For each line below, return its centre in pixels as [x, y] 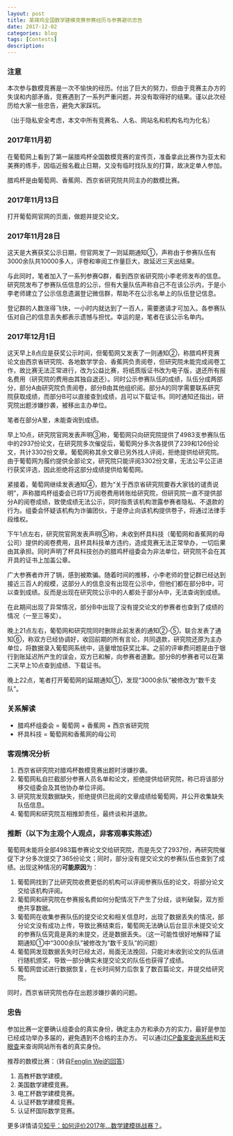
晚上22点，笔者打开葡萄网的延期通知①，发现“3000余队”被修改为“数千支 [112, 680]
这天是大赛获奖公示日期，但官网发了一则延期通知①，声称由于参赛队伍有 [112, 253]
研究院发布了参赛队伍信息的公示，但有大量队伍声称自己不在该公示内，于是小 [116, 285]
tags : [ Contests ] [32, 40]
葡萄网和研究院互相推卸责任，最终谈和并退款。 [84, 814]
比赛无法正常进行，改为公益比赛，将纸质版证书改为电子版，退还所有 [122, 370]
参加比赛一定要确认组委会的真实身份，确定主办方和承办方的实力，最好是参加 [116, 1029]
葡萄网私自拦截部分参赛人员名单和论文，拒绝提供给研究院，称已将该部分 [120, 779]
